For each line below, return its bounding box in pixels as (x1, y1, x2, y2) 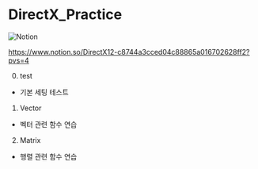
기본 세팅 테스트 (19, 87, 69, 97)
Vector (19, 103, 42, 113)
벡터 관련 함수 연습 (19, 119, 78, 129)
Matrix (19, 135, 41, 144)
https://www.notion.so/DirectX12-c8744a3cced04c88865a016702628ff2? (8, 47, 251, 56)
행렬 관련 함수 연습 (19, 152, 78, 161)
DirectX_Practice (8, 6, 123, 24)
